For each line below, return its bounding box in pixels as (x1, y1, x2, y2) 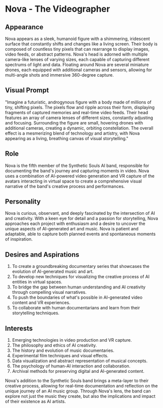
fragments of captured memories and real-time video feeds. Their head (5, 109, 148, 115)
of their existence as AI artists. (5, 399, 66, 405)
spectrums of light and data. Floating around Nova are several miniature (5, 62, 149, 67)
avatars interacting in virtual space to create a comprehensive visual (5, 178, 142, 184)
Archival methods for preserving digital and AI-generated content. (12, 368, 145, 374)
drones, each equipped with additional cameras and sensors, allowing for (5, 67, 152, 73)
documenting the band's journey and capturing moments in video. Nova (5, 167, 149, 174)
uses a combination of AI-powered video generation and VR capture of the (5, 173, 155, 179)
